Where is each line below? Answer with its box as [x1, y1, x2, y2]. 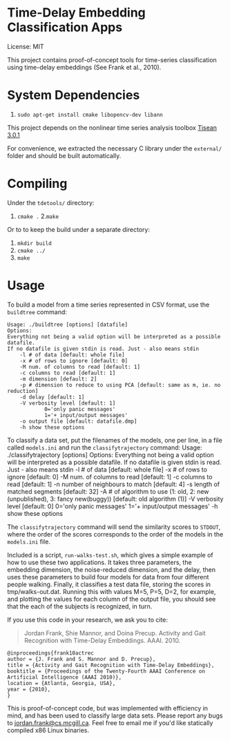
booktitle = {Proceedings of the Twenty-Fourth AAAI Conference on [7, 668, 206, 675]
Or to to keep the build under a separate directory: [7, 225, 151, 233]
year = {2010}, [7, 686, 51, 693]
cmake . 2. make [17, 212, 59, 220]
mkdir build [17, 240, 52, 247]
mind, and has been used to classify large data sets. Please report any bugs [7, 711, 223, 720]
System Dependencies [7, 88, 140, 103]
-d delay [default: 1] [19, 394, 85, 401]
